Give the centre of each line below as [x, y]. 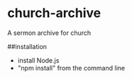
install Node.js [38, 60]
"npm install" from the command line [71, 68]
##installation [27, 46]
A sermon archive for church [49, 33]
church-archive [54, 13]
